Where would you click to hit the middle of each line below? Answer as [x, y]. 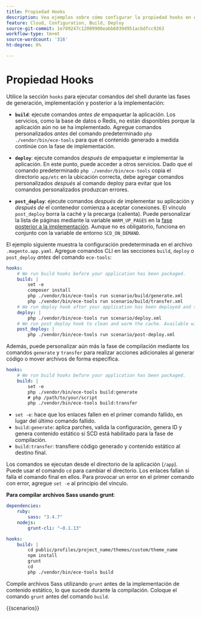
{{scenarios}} [23, 608]
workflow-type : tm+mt [33, 34]
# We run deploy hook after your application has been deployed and [104, 307]
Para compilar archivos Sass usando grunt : [61, 495]
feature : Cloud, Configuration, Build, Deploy [65, 23]
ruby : [24, 512]
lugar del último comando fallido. [55, 421]
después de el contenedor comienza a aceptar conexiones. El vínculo [100, 207]
